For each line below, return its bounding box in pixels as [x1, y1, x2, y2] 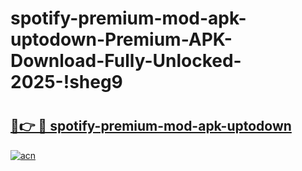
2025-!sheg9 [10, 71, 123, 94]
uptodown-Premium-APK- [10, 28, 233, 51]
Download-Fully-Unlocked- [10, 50, 242, 72]
